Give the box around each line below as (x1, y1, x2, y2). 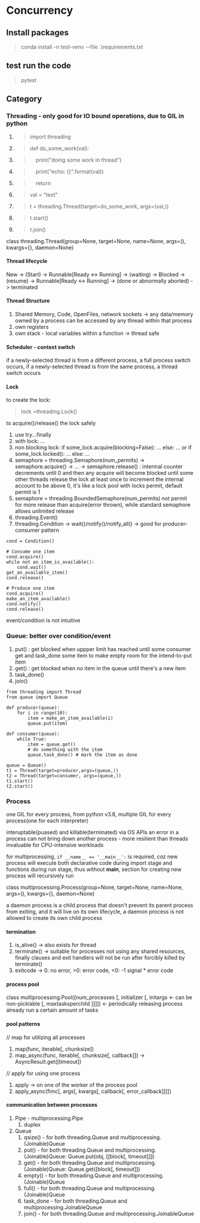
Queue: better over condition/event (6, 632, 111, 640)
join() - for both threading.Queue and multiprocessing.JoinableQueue (23, 1210, 195, 1217)
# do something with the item (27, 746, 103, 752)
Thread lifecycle (6, 258, 48, 265)
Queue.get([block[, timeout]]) (67, 1166, 140, 1173)
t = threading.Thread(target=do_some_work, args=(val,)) (29, 202, 169, 210)
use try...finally (14, 431, 52, 438)
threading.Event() (14, 514, 58, 521)
